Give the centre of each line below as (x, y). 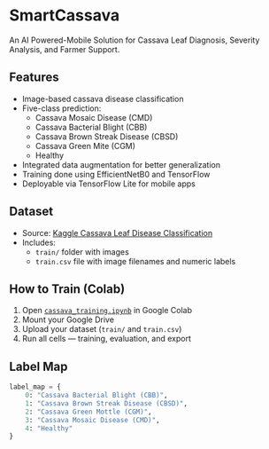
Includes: (38, 242)
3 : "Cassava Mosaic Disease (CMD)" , (93, 420)
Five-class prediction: (61, 108)
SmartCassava (65, 16)
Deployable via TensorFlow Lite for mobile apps (109, 184)
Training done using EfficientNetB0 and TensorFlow (116, 174)
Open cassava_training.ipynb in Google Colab (107, 311)
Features (34, 78)
